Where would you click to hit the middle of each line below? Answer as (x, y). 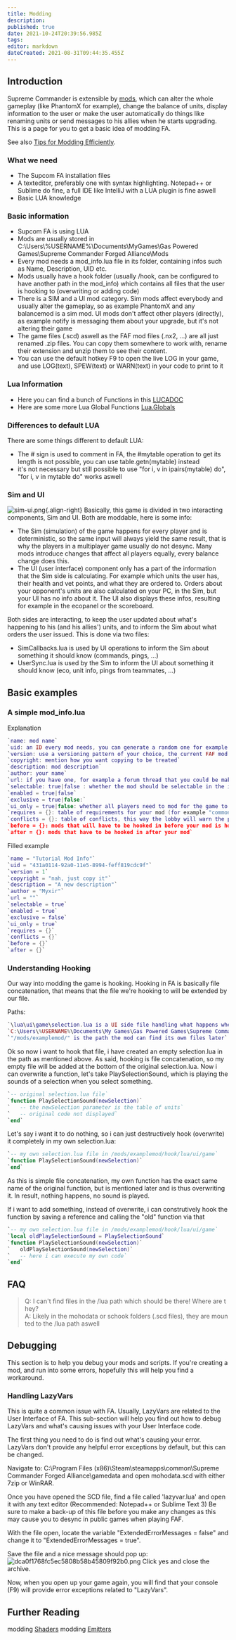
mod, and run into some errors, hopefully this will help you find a (101, 1370)
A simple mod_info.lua (46, 712)
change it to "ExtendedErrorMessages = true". (74, 1540)
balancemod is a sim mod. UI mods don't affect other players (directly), (120, 314)
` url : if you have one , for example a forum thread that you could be (113, 780)
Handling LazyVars (40, 1395)
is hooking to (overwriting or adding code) (78, 291)
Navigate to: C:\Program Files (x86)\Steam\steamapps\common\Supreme (113, 1468)
